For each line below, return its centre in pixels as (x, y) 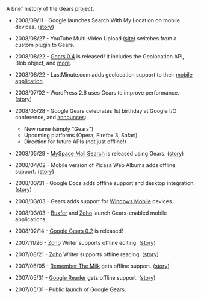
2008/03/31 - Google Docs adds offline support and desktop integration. (105, 183)
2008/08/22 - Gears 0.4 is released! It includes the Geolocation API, (100, 56)
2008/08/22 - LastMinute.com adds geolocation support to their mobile (104, 74)
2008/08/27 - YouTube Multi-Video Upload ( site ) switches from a (96, 38)
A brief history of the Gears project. (50, 9)
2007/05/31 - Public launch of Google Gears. (70, 289)
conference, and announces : (51, 117)
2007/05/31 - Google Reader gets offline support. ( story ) (85, 278)
